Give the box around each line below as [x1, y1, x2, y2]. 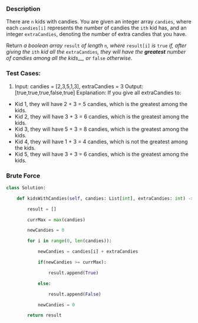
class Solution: [6, 184, 46, 190]
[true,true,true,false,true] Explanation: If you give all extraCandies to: [14, 89, 181, 96]
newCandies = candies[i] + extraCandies [37, 249, 138, 255]
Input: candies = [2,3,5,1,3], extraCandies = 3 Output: [14, 83, 143, 90]
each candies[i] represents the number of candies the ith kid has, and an [6, 24, 187, 31]
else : [37, 281, 51, 286]
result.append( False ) [48, 291, 101, 297]
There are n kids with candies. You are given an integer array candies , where [6, 18, 192, 25]
